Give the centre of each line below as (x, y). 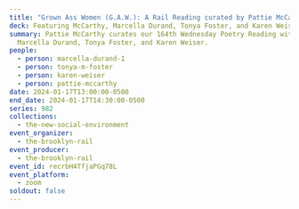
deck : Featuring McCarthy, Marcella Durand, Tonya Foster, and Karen (141, 26)
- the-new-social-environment (73, 125)
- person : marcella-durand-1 (71, 59)
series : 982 (31, 109)
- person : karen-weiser (61, 76)
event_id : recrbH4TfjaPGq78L (63, 166)
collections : (33, 117)
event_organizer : (41, 133)
